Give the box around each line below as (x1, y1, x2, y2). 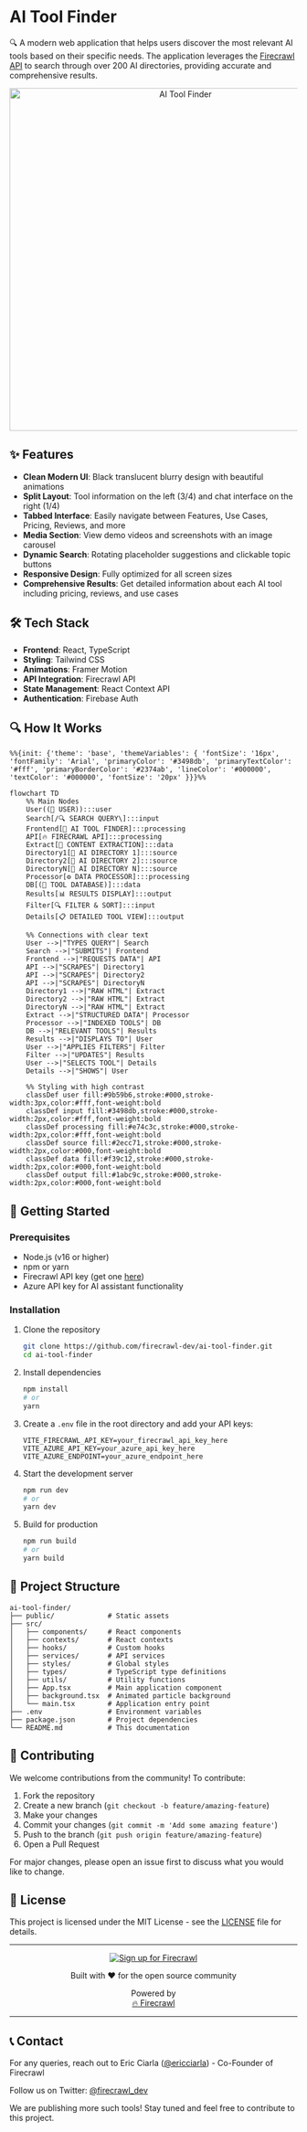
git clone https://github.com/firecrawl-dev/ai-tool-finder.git (22, 1342, 273, 1352)
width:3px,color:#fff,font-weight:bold (9, 1098, 162, 1108)
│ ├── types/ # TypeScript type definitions (9, 1667, 227, 1676)
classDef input (26, 1107, 84, 1116)
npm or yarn (22, 1261, 69, 1272)
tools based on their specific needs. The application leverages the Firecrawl (9, 50, 295, 61)
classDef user (26, 1090, 79, 1100)
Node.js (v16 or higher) (22, 1252, 110, 1263)
